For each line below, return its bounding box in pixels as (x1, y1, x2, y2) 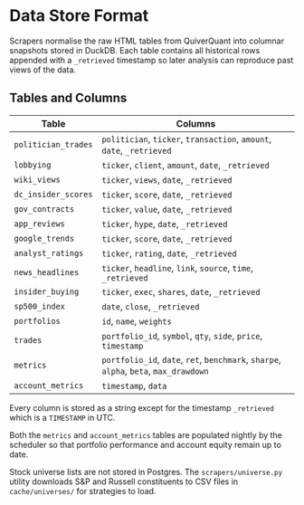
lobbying (14, 159, 52, 170)
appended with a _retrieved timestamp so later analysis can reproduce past (9, 54, 294, 65)
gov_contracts (14, 204, 75, 214)
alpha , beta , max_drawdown (101, 364, 210, 376)
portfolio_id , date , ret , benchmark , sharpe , (101, 353, 282, 366)
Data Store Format (9, 5, 149, 26)
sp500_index (14, 300, 66, 311)
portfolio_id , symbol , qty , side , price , (101, 329, 263, 342)
